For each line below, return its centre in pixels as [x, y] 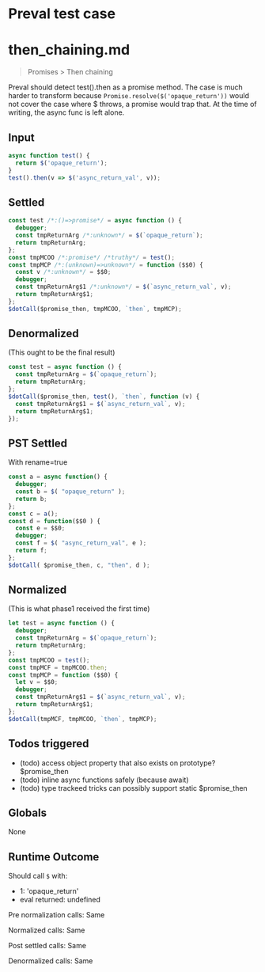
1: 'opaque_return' [49, 891]
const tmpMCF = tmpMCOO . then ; [58, 667]
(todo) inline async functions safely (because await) [104, 780]
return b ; [31, 499]
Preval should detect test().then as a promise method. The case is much [125, 87]
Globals [28, 813]
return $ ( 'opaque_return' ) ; [62, 163]
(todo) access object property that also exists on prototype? [117, 763]
